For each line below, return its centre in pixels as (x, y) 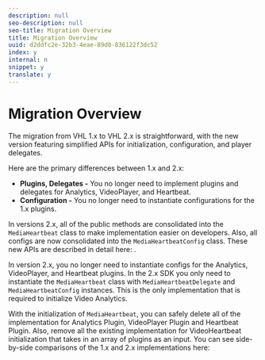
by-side (21, 347)
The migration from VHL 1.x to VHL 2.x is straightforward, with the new (124, 136)
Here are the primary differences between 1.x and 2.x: (96, 168)
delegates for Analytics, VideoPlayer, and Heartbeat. (106, 192)
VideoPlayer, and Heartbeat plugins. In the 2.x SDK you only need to (120, 273)
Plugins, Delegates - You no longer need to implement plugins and (129, 183)
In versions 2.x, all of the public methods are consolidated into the (116, 224)
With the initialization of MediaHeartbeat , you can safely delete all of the (125, 313)
